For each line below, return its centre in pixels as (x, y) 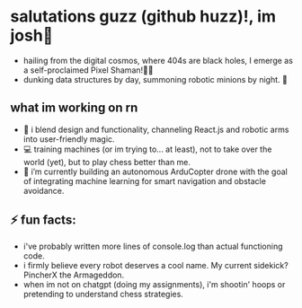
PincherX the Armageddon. (74, 275)
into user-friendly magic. (69, 139)
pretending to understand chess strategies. (103, 294)
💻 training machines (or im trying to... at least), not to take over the (147, 149)
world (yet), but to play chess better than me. (107, 162)
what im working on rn (74, 108)
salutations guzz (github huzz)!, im (143, 17)
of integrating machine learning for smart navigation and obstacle (144, 180)
